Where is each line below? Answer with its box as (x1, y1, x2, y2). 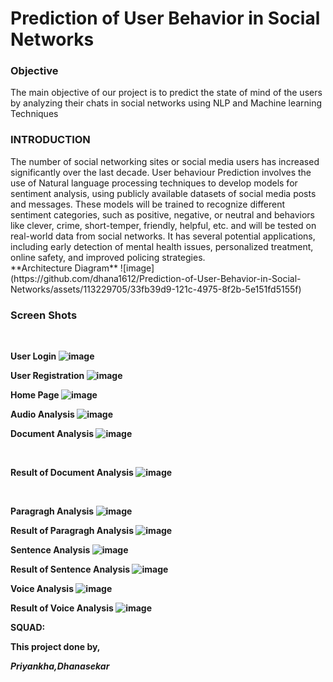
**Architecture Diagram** (10, 262, 118, 274)
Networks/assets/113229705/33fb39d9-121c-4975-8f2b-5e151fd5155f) (10, 283, 302, 295)
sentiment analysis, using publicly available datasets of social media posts (10, 187, 317, 199)
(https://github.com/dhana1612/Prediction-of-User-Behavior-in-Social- (10, 272, 302, 284)
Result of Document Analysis (10, 467, 134, 479)
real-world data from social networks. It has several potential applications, (10, 230, 316, 242)
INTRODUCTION (10, 133, 91, 147)
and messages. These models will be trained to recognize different (10, 198, 286, 210)
